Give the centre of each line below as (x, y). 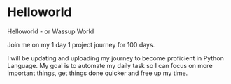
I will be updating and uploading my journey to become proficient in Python (115, 58)
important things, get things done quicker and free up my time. (98, 73)
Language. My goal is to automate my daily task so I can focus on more (110, 65)
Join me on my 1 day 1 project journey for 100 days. (81, 44)
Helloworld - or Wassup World (51, 31)
